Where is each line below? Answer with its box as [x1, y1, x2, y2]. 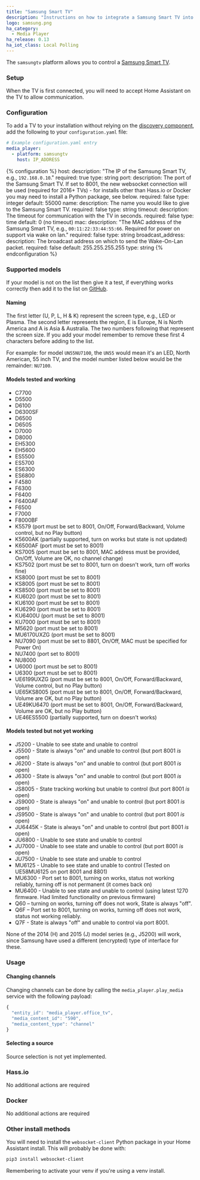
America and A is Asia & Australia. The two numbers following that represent [6, 325, 194, 332]
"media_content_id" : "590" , [11, 1015, 82, 1021]
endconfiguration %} [6, 250, 58, 258]
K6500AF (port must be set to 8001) [14, 541, 104, 549]
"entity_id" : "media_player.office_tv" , [11, 1010, 113, 1016]
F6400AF [14, 497, 39, 504]
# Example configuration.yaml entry [6, 140, 97, 146]
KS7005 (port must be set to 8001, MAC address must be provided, [14, 548, 181, 555]
